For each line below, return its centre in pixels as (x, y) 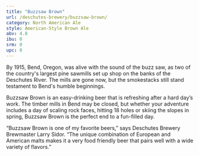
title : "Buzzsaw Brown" (36, 12)
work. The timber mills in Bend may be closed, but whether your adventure (97, 104)
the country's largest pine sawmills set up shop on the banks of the (89, 73)
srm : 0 (14, 45)
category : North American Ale (44, 23)
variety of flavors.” (29, 147)
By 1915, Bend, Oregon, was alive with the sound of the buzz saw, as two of (99, 67)
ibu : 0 (14, 39)
